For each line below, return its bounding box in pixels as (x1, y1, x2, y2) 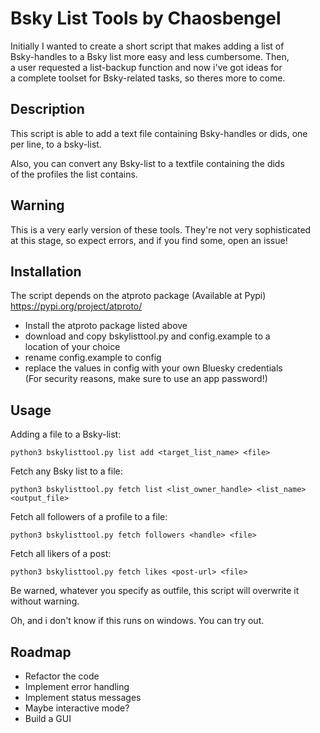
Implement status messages (24, 692, 142, 703)
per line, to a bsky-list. (10, 138, 102, 150)
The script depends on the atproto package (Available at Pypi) (10, 290, 267, 302)
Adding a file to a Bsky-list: (10, 428, 122, 441)
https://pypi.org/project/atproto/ (10, 300, 143, 312)
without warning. (10, 595, 80, 607)
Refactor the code (24, 670, 100, 682)
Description (10, 101, 85, 118)
